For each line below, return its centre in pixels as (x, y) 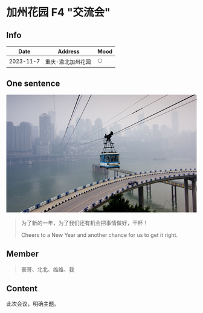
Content (22, 289)
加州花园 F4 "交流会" (58, 12)
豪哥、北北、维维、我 (47, 269)
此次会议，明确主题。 (33, 304)
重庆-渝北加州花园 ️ (69, 62)
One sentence (33, 83)
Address (69, 51)
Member (23, 254)
